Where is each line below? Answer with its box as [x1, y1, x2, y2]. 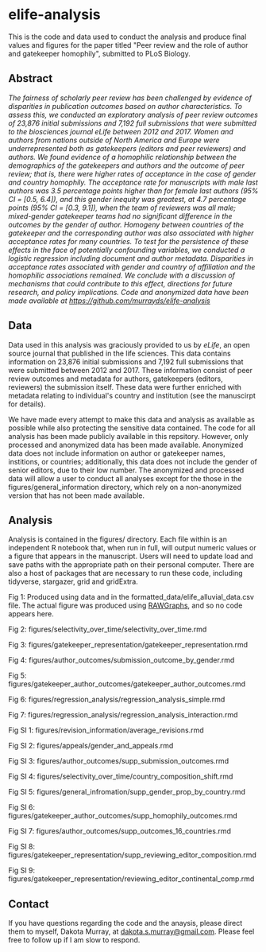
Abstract [8, 72, 53, 85]
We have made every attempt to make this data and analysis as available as [8, 414, 256, 424]
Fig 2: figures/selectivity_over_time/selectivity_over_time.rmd [8, 624, 207, 634]
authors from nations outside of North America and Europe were [8, 135, 220, 145]
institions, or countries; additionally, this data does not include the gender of [8, 457, 258, 466]
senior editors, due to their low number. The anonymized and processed [8, 465, 245, 475]
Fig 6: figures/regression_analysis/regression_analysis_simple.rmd [8, 694, 226, 705]
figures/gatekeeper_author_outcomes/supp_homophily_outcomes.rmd [8, 811, 238, 821]
